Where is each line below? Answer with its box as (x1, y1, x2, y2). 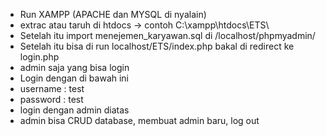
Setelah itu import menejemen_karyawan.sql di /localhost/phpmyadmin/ (19, 30, 316, 41)
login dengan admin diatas (19, 104, 130, 116)
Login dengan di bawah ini (19, 72, 130, 84)
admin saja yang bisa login (19, 62, 130, 73)
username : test (19, 83, 85, 94)
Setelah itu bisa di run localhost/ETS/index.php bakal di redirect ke (19, 40, 295, 52)
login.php (19, 51, 60, 63)
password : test (19, 94, 84, 105)
